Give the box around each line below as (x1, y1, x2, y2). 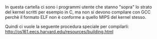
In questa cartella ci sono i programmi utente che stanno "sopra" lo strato (5, 4, 152, 10)
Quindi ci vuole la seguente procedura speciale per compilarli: (5, 24, 129, 29)
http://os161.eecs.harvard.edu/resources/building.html (5, 29, 114, 34)
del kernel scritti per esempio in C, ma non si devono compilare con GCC (5, 9, 151, 15)
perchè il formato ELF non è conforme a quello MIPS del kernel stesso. (5, 14, 146, 20)
